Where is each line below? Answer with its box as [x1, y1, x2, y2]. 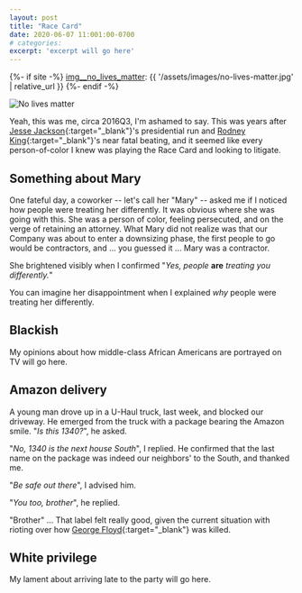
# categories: [9, 38, 63, 48]
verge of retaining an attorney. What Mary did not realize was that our [9, 223, 269, 234]
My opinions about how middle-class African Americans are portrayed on [9, 346, 282, 357]
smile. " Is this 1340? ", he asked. [9, 425, 128, 436]
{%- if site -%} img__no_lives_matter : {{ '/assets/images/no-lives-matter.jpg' [9, 71, 294, 82]
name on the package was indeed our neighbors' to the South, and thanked [9, 452, 290, 463]
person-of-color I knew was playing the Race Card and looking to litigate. [9, 145, 281, 156]
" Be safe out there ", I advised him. [9, 479, 137, 490]
